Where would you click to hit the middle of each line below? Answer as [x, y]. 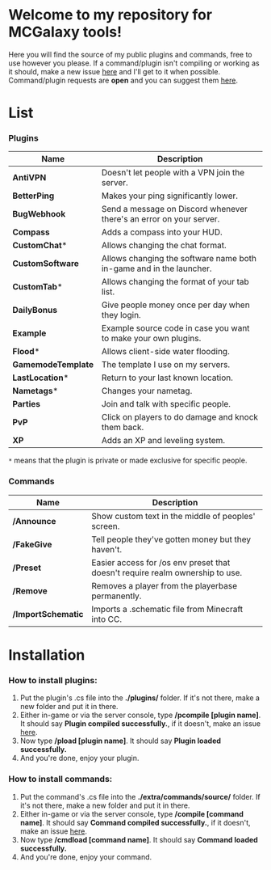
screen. [106, 526]
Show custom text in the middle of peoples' [173, 516]
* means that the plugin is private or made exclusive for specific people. [128, 460]
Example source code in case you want [175, 328]
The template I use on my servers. [166, 365]
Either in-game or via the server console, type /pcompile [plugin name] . [140, 715]
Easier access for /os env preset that [161, 562]
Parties [26, 404]
